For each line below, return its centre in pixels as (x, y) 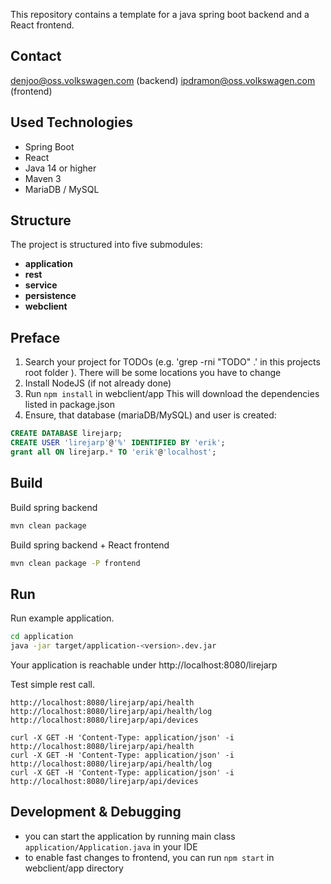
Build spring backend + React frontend (90, 545)
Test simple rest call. (53, 684)
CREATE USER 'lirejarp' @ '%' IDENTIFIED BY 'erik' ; (118, 443)
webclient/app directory (74, 868)
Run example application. (62, 618)
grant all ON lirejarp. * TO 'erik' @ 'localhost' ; (113, 452)
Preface (35, 337)
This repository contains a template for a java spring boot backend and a (160, 14)
